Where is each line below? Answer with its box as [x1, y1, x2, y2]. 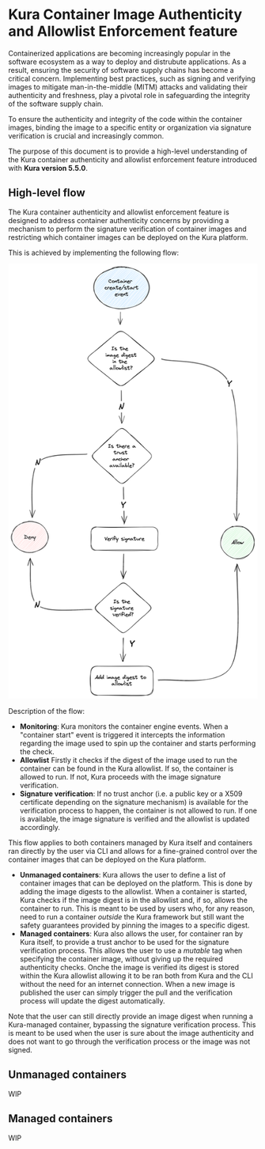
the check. [19, 746, 55, 757]
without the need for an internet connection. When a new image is [19, 979, 236, 988]
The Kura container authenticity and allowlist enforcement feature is [8, 207, 229, 217]
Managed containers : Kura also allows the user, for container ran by [19, 928, 244, 939]
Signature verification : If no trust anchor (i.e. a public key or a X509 [19, 789, 243, 798]
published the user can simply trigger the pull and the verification [19, 988, 233, 997]
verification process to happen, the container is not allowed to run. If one [19, 806, 257, 815]
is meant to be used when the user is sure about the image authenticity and [8, 1028, 255, 1037]
